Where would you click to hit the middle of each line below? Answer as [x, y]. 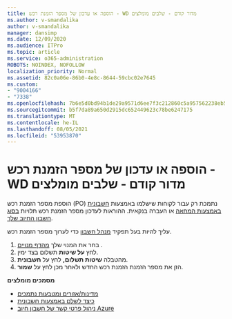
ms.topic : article [33, 52]
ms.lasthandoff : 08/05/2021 [48, 129]
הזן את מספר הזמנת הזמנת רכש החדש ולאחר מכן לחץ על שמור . [100, 267]
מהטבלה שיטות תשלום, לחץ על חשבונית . [72, 260]
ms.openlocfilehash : [37, 104]
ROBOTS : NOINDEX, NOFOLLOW [46, 65]
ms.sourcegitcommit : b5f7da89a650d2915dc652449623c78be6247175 [100, 110]
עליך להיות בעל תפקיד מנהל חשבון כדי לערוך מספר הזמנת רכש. [89, 231]
